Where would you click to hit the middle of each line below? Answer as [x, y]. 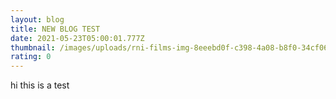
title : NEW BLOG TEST [55, 29]
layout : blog [37, 19]
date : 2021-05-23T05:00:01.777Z [77, 38]
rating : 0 [31, 57]
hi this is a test [40, 85]
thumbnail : [33, 47]
